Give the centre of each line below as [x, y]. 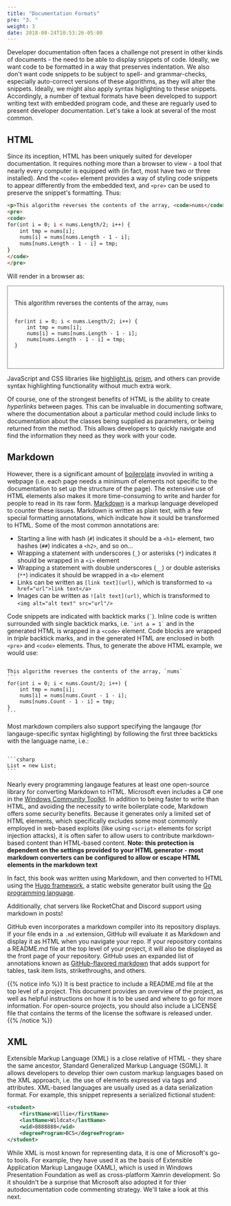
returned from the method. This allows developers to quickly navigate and [112, 428]
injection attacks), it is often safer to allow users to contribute [94, 835]
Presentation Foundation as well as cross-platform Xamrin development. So [114, 1174]
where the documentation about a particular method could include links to [112, 413]
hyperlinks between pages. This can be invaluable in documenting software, [115, 406]
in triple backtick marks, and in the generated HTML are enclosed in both [111, 638]
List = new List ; [32, 765]
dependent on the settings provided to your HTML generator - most [106, 850]
